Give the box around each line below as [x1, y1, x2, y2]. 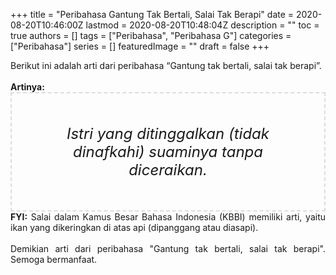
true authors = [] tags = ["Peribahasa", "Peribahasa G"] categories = [10, 30, 292, 41]
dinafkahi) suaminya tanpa [72, 142, 264, 161]
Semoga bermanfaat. [10, 254, 98, 265]
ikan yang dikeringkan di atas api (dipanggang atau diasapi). [10, 222, 259, 233]
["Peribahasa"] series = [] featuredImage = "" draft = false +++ [10, 40, 270, 52]
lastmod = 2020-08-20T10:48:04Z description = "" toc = [85, 19, 320, 31]
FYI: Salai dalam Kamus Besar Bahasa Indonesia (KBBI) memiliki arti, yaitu [10, 211, 326, 223]
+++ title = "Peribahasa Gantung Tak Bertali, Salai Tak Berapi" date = [10, 9, 295, 20]
